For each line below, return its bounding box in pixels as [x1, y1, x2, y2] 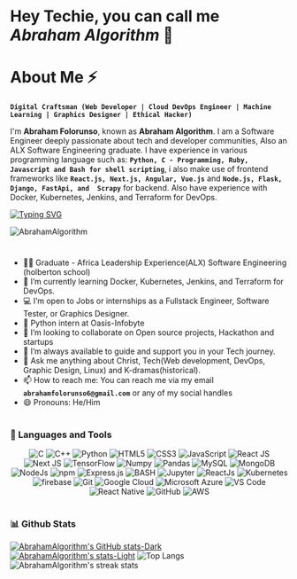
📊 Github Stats [10, 518, 76, 530]
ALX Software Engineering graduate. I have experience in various [10, 145, 248, 156]
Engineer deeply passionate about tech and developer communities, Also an [10, 136, 288, 146]
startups [22, 337, 54, 348]
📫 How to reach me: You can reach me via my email [22, 375, 215, 386]
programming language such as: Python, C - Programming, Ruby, [10, 154, 249, 165]
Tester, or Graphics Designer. [22, 309, 130, 319]
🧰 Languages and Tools [10, 428, 112, 441]
